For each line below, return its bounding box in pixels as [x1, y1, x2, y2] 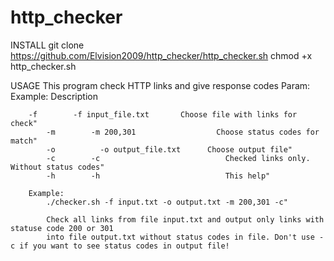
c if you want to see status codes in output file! [10, 241, 230, 251]
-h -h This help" [46, 171, 271, 181]
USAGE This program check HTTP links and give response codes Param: [10, 79, 311, 91]
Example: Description [10, 90, 98, 102]
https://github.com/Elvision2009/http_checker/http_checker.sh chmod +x [10, 49, 313, 61]
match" [10, 136, 38, 146]
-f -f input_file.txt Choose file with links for [28, 109, 298, 120]
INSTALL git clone [10, 39, 85, 51]
